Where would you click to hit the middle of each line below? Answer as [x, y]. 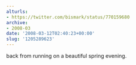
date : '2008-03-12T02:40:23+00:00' [51, 34]
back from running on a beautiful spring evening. [67, 56]
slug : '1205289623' [31, 39]
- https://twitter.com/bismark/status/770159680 [68, 17]
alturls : [17, 12]
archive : [17, 22]
